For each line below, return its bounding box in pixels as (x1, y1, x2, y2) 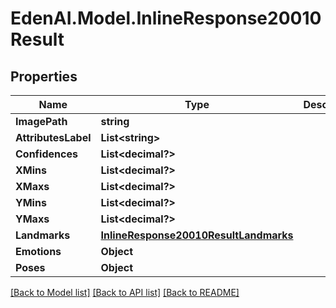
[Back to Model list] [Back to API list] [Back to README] (10, 287, 240, 298)
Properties (10, 68, 78, 85)
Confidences (15, 147, 78, 161)
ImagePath (15, 115, 68, 128)
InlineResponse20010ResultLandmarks (100, 228, 294, 242)
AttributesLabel (15, 131, 92, 144)
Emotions (15, 245, 62, 258)
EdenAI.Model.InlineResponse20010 (10, 7, 322, 30)
